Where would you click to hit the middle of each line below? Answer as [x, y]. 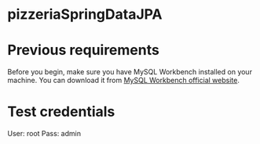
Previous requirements [84, 50]
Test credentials [61, 112]
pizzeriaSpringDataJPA [85, 14]
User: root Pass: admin [44, 134]
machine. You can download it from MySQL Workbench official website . [124, 81]
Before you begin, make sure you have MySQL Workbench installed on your [130, 72]
